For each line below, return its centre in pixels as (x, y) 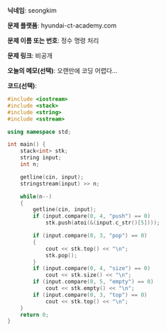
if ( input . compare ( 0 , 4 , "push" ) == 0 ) (92, 216)
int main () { (27, 145)
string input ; (41, 158)
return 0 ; (35, 315)
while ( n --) (36, 196)
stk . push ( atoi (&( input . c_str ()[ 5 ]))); (103, 223)
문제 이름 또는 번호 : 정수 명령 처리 (53, 40)
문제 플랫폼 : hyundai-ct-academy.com (62, 26)
